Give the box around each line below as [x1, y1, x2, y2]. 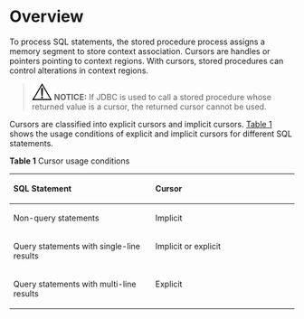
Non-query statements [13, 212, 100, 223]
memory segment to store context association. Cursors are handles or [9, 45, 271, 56]
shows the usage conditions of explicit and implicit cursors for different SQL [9, 128, 292, 139]
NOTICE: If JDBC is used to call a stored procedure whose [53, 91, 271, 102]
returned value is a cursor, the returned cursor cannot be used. [31, 101, 267, 112]
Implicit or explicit [155, 240, 222, 251]
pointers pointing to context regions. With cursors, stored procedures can [9, 55, 284, 66]
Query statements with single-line [13, 240, 141, 251]
